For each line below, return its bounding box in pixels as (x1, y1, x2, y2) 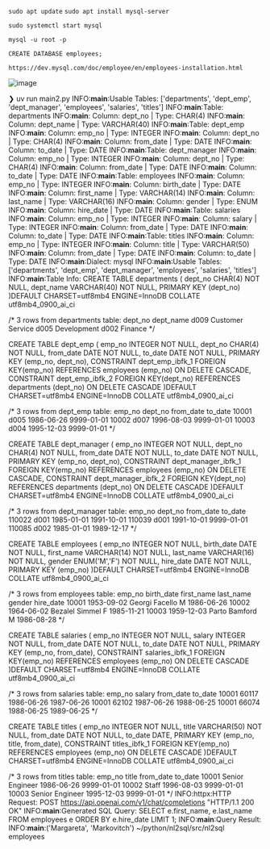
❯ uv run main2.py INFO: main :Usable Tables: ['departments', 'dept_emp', (8, 94, 252, 103)
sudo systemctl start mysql (8, 22, 103, 30)
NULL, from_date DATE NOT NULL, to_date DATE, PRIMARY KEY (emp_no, (8, 730, 255, 740)
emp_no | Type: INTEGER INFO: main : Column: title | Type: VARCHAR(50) (8, 240, 250, 249)
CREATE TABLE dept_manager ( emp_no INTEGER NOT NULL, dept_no (8, 439, 243, 449)
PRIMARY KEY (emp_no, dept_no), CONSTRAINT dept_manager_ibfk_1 (8, 457, 242, 466)
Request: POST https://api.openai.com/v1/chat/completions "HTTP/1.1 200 (8, 797, 255, 807)
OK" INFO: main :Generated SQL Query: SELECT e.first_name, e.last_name (8, 806, 252, 815)
